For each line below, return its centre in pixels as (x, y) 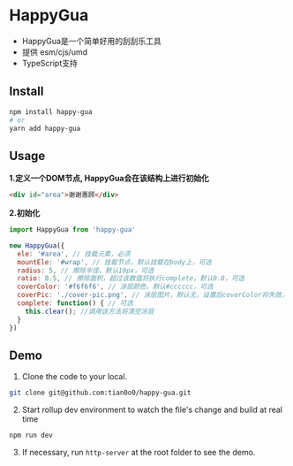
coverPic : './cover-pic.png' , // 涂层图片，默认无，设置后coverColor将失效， (153, 295)
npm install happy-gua (51, 111)
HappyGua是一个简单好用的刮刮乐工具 (91, 41)
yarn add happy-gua (45, 128)
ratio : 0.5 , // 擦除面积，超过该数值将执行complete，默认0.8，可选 (131, 279)
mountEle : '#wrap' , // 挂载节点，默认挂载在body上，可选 (115, 262)
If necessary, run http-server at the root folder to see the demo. (139, 453)
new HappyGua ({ (37, 245)
